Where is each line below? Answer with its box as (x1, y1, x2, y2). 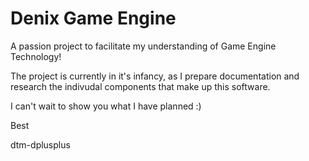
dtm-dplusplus (10, 138, 71, 151)
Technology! (10, 50, 62, 62)
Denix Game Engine (10, 7, 177, 30)
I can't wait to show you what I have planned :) (10, 100, 202, 112)
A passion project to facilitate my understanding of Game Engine (10, 40, 277, 52)
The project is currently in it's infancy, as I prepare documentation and (10, 70, 300, 82)
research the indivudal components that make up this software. (10, 80, 271, 92)
